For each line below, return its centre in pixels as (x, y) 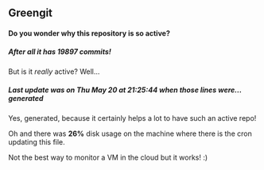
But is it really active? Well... (54, 71)
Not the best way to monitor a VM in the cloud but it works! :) (108, 157)
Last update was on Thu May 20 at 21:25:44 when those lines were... (125, 90)
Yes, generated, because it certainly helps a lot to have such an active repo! (132, 118)
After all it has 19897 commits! (60, 52)
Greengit (31, 13)
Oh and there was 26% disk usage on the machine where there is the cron (130, 133)
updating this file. (37, 141)
